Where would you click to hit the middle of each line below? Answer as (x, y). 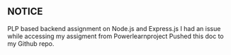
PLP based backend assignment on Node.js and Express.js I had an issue (114, 28)
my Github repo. (31, 43)
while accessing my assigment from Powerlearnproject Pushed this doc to (116, 36)
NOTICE (25, 12)
